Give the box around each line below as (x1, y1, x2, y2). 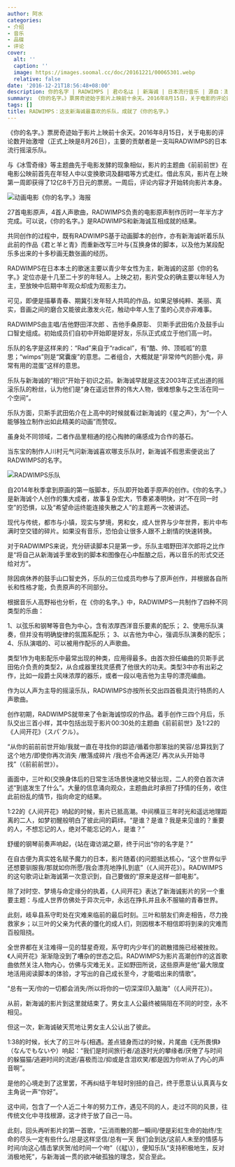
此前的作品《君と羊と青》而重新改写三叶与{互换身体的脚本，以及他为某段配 (7, 240, 225, 249)
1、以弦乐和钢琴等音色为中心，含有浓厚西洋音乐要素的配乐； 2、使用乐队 (7, 621, 218, 629)
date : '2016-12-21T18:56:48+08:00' (7, 82, 111, 89)
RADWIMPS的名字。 (7, 456, 66, 464)
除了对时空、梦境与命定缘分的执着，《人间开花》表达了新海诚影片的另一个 (7, 887, 219, 895)
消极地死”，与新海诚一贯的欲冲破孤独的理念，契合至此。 (7, 1152, 170, 1161)
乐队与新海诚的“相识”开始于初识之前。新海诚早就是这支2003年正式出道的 (7, 376, 218, 384)
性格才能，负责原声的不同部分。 (19, 582, 112, 591)
